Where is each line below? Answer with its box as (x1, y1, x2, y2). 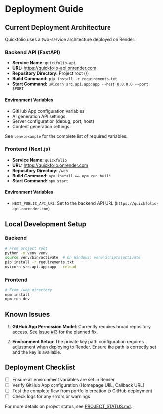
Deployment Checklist (5, 363, 75, 372)
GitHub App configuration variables (12, 108, 85, 114)
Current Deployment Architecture (5, 23, 111, 32)
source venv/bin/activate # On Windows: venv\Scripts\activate (5, 255, 141, 260)
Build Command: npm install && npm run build (12, 173, 111, 178)
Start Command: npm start (12, 177, 68, 184)
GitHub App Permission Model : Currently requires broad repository (12, 323, 151, 329)
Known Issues (5, 310, 50, 319)
